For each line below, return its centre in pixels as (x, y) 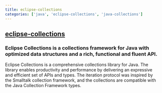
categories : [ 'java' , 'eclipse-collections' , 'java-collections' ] (74, 14)
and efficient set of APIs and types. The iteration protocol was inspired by (79, 75)
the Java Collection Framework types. (43, 86)
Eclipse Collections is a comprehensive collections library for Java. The (77, 65)
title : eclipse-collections (34, 10)
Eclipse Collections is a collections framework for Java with (77, 48)
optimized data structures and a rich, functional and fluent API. (81, 54)
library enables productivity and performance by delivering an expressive (79, 70)
